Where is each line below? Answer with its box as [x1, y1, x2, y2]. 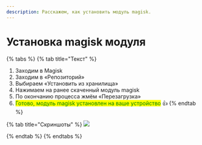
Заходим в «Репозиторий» [15, 73, 85, 81]
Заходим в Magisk [15, 67, 63, 74]
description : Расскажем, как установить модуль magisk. [6, 8, 151, 15]
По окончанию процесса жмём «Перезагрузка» [15, 92, 142, 100]
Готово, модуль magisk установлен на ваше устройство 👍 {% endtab [15, 99, 197, 107]
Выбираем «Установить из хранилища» [15, 79, 118, 87]
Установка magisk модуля [6, 35, 146, 49]
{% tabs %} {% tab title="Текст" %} [6, 55, 97, 62]
